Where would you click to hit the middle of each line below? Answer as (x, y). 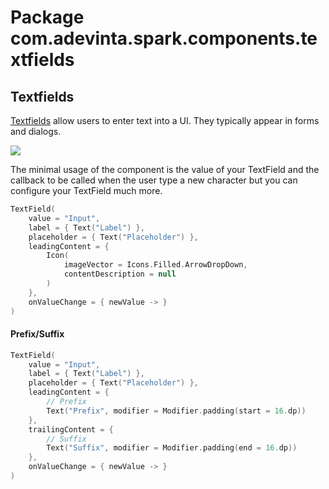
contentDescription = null (120, 274)
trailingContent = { (71, 429)
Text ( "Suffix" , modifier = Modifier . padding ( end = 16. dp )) (172, 448)
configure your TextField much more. (86, 190)
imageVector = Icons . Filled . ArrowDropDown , (155, 265)
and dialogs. (36, 131)
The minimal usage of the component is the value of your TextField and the (165, 169)
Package (47, 17)
